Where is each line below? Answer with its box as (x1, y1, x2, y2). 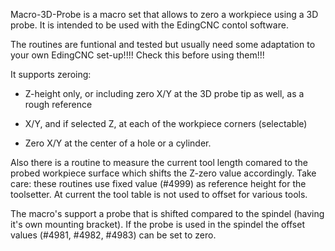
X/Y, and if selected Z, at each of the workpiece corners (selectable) (24, 118, 308, 129)
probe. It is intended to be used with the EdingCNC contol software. (10, 19, 289, 31)
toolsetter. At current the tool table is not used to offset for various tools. (10, 189, 308, 200)
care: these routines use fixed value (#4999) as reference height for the (10, 178, 307, 189)
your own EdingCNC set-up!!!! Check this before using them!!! (10, 49, 265, 61)
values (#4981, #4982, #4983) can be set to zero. (10, 229, 217, 241)
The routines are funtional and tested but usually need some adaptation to (10, 39, 316, 50)
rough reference (24, 99, 93, 110)
